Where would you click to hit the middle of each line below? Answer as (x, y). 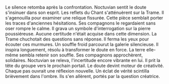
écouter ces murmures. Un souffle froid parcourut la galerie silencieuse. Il (82, 44)
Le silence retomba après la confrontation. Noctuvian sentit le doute (76, 7)
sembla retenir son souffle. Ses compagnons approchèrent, (81, 55)
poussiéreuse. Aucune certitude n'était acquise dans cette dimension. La (81, 34)
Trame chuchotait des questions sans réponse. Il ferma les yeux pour (77, 39)
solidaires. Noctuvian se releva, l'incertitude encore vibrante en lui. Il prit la (83, 60)
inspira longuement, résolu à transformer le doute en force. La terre (75, 50)
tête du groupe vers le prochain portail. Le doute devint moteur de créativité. (85, 65)
